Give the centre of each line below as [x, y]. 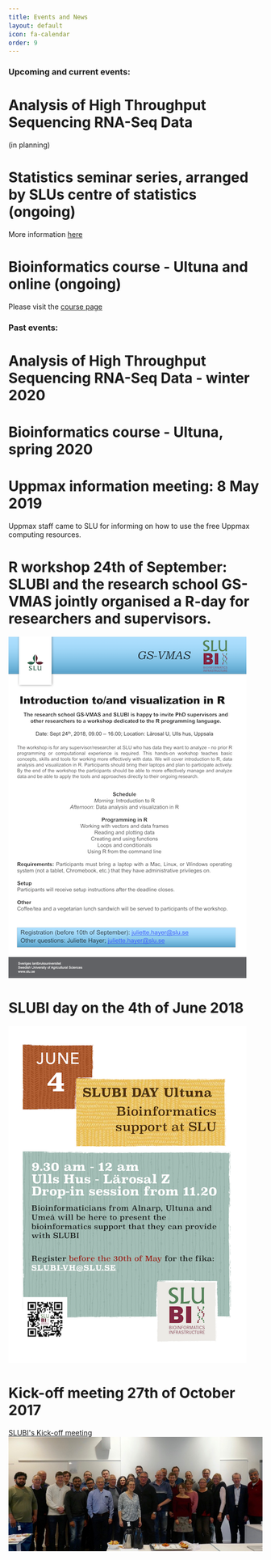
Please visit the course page [56, 307]
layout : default [35, 25]
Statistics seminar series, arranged [128, 178]
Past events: [33, 328]
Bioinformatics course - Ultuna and [128, 267]
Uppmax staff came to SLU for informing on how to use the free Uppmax [129, 526]
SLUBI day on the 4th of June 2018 [126, 1008]
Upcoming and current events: [69, 72]
